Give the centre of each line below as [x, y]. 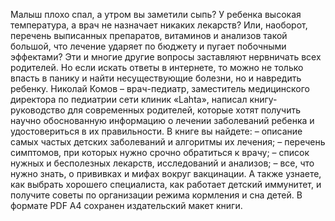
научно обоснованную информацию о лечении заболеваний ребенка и [162, 120]
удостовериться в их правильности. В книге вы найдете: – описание [156, 131]
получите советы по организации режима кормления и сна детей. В [156, 195]
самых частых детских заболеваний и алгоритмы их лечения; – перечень [168, 142]
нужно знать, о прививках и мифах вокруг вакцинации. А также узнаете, [166, 173]
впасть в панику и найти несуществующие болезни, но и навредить [156, 78]
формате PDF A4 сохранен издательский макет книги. [126, 205]
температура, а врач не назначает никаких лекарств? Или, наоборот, [159, 25]
